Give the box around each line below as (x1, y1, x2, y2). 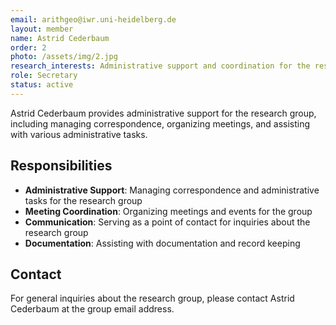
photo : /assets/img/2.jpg (10, 52, 118, 62)
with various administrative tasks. (10, 128, 148, 140)
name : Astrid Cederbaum (10, 33, 110, 43)
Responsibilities (10, 157, 113, 175)
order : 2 (10, 42, 47, 53)
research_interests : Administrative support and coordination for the (10, 61, 311, 71)
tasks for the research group (24, 194, 143, 206)
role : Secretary (10, 71, 78, 81)
